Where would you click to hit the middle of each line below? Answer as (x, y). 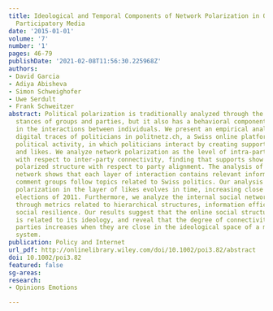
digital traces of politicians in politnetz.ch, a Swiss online (127, 136)
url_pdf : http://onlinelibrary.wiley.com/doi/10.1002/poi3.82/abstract (132, 250)
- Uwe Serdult (32, 99)
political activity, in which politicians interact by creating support (141, 144)
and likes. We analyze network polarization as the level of (121, 152)
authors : (23, 69)
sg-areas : (25, 273)
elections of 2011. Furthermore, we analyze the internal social (129, 197)
